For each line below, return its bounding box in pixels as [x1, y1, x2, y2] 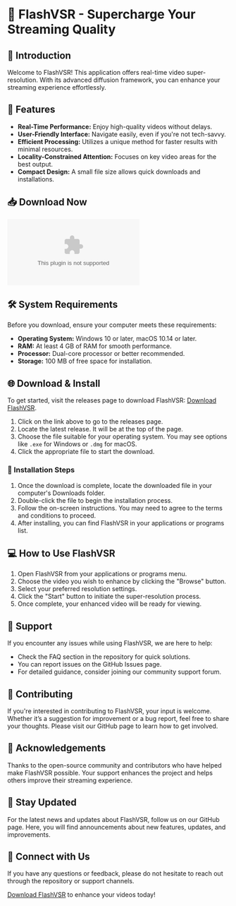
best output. [17, 160, 54, 168]
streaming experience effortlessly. [7, 83, 107, 91]
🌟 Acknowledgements [7, 742, 106, 754]
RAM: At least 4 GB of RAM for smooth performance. [17, 342, 172, 350]
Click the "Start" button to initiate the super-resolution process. [17, 592, 201, 601]
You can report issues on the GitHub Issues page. [17, 660, 162, 669]
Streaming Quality [7, 21, 116, 37]
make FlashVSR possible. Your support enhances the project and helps [7, 768, 213, 777]
